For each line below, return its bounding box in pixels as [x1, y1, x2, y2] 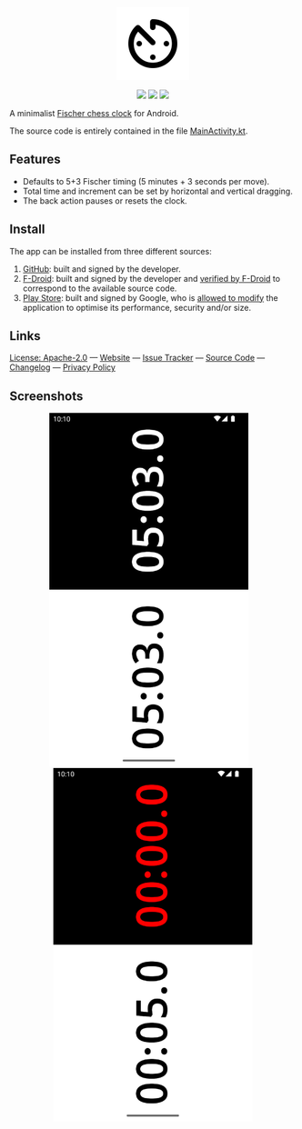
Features [9, 152, 61, 167]
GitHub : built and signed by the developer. [22, 263, 181, 275]
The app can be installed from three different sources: [9, 245, 212, 256]
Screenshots [9, 388, 84, 404]
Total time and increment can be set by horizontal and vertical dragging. [22, 185, 293, 196]
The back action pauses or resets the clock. [22, 195, 188, 206]
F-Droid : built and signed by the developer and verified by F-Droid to [22, 273, 280, 284]
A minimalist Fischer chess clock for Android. [9, 108, 179, 118]
